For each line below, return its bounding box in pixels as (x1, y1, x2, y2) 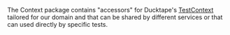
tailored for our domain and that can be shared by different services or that (7, 13, 223, 21)
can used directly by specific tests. (7, 21, 108, 28)
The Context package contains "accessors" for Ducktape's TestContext (7, 6, 214, 14)
